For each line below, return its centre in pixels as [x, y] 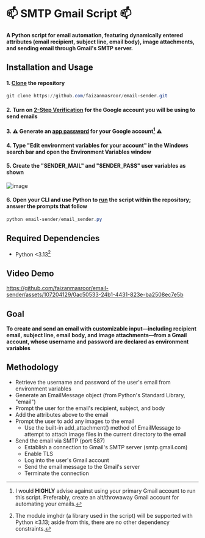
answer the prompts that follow [47, 206]
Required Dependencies [53, 238]
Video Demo [30, 273]
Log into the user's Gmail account [67, 460]
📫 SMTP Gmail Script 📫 [69, 14]
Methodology [33, 368]
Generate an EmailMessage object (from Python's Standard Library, [100, 395]
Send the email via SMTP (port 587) [60, 441]
